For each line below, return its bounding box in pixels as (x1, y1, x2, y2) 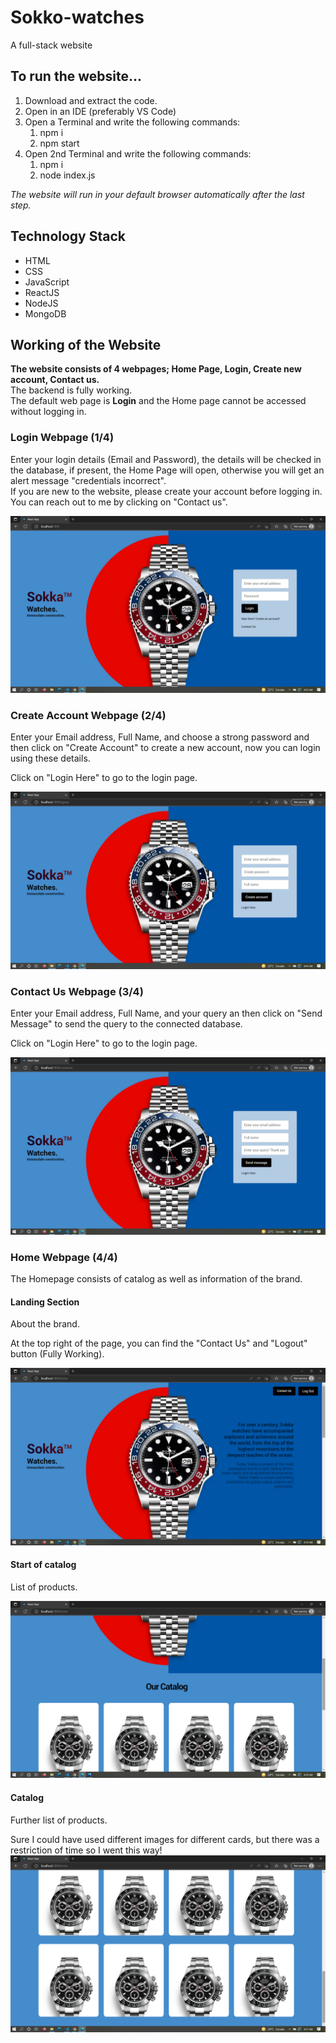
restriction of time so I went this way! (10, 1844, 163, 1856)
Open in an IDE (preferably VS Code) (24, 105, 177, 117)
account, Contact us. (10, 374, 100, 386)
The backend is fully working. (10, 384, 133, 396)
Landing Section (10, 1296, 80, 1308)
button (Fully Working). (10, 1348, 105, 1360)
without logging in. (10, 406, 87, 418)
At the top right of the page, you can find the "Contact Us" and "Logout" (10, 1337, 308, 1350)
